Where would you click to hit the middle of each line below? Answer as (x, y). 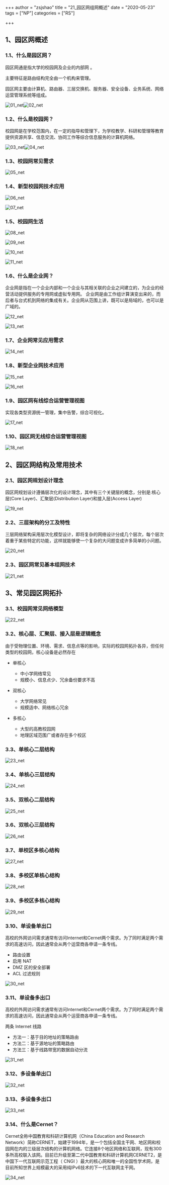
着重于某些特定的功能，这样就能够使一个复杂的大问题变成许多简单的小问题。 (84, 541)
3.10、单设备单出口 (28, 926)
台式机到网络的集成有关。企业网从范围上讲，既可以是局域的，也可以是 (91, 300)
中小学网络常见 (35, 673)
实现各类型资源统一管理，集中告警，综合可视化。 (56, 413)
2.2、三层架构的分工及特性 (38, 522)
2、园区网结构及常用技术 (44, 465)
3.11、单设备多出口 (28, 997)
